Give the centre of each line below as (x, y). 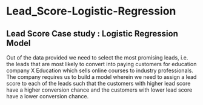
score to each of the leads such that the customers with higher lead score (98, 83)
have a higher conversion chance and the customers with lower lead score (99, 90)
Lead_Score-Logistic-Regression (91, 11)
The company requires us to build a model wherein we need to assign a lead (101, 77)
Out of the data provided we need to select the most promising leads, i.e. (97, 58)
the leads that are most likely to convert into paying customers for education (101, 64)
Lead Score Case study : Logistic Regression (92, 34)
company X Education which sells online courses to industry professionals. (100, 70)
